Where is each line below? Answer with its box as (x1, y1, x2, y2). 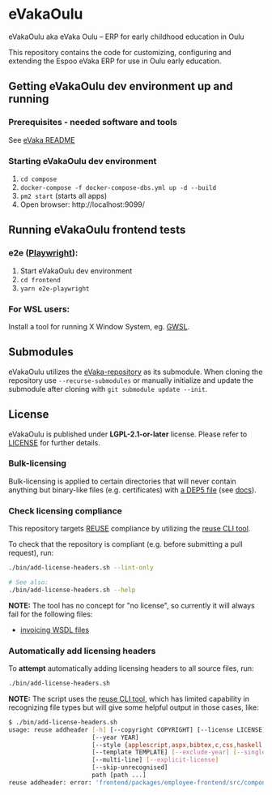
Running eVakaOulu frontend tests (8, 223, 186, 237)
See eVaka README (8, 135, 75, 144)
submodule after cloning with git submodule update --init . (8, 384, 208, 393)
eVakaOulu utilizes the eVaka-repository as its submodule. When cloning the (8, 367, 263, 376)
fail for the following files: (8, 609, 93, 619)
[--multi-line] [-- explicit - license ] (91, 756, 219, 764)
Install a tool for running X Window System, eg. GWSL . (8, 321, 190, 331)
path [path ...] (91, 771, 147, 780)
